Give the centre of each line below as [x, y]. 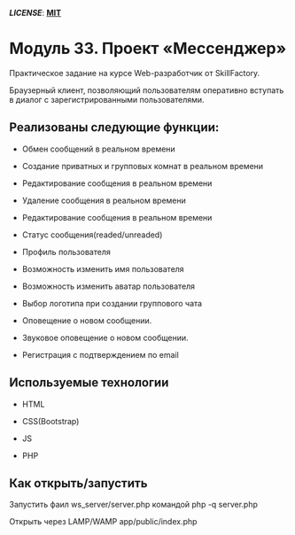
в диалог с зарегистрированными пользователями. [107, 99]
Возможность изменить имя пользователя [103, 268]
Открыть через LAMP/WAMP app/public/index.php [103, 522]
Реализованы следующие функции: [114, 128]
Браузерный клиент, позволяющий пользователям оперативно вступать [147, 90]
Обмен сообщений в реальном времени [98, 149]
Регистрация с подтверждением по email [100, 354]
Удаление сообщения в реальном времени [104, 200]
